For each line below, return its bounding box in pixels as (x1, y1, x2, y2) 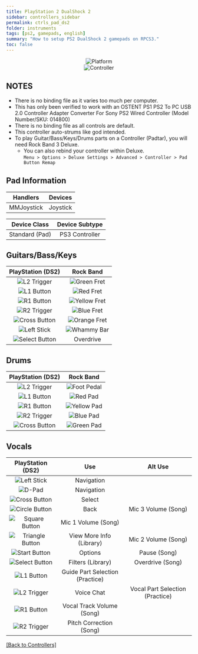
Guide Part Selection (61, 568, 119, 576)
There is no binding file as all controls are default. (14, 122, 135, 129)
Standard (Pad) (9, 230, 52, 238)
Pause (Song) (139, 548, 177, 557)
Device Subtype (57, 220, 103, 228)
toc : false (6, 42, 33, 48)
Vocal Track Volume (62, 601, 118, 610)
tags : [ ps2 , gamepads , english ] (6, 31, 85, 37)
